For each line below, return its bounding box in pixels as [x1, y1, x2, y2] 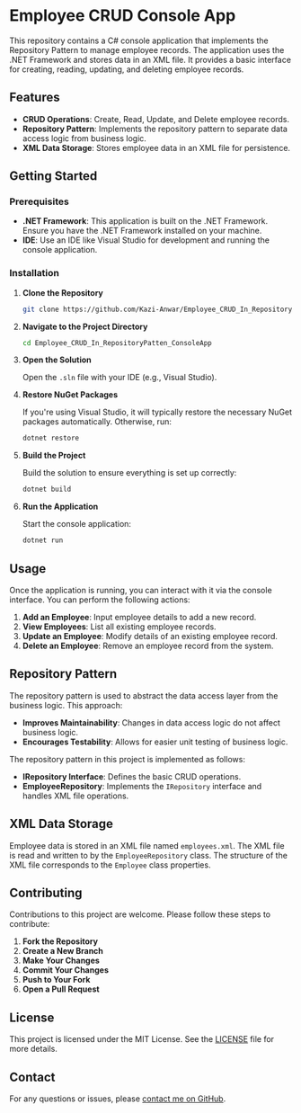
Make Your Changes [22, 955, 101, 966]
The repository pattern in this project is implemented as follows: [9, 753, 245, 764]
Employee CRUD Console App [9, 5, 236, 26]
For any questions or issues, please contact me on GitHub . [9, 1093, 226, 1104]
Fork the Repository [22, 936, 99, 947]
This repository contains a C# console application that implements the [9, 35, 269, 46]
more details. [9, 1044, 58, 1055]
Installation [9, 267, 60, 280]
